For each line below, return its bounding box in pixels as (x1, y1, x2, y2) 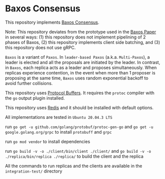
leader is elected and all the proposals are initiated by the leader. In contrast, (5, 59, 161, 65)
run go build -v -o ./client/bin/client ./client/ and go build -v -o (5, 148, 151, 154)
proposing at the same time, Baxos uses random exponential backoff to (5, 75, 149, 81)
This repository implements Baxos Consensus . (5, 19, 99, 25)
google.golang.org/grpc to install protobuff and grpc (5, 129, 112, 135)
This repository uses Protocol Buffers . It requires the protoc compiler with (5, 90, 155, 96)
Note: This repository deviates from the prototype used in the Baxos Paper (5, 29, 156, 35)
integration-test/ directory (5, 168, 63, 174)
